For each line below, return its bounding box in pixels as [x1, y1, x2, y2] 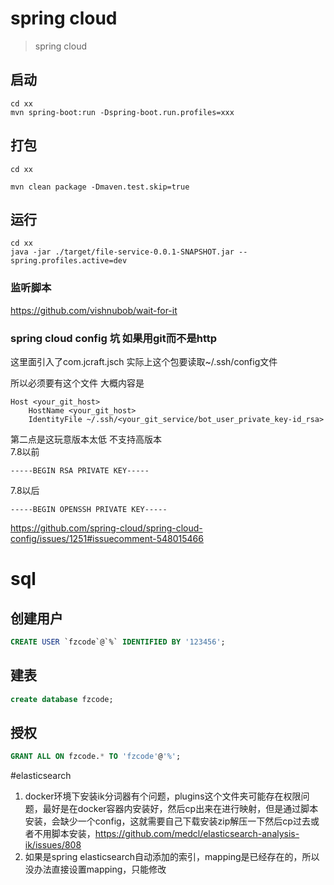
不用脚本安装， [33, 828, 96, 840]
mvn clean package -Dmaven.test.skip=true [10, 182, 190, 192]
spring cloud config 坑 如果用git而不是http [10, 331, 218, 345]
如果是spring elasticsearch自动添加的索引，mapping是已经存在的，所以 [24, 851, 320, 863]
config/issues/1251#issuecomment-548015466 [10, 532, 204, 544]
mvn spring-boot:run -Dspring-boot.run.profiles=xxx [10, 107, 235, 117]
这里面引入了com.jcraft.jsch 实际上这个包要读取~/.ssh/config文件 [10, 355, 278, 367]
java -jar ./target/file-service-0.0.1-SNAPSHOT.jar [10, 247, 235, 257]
